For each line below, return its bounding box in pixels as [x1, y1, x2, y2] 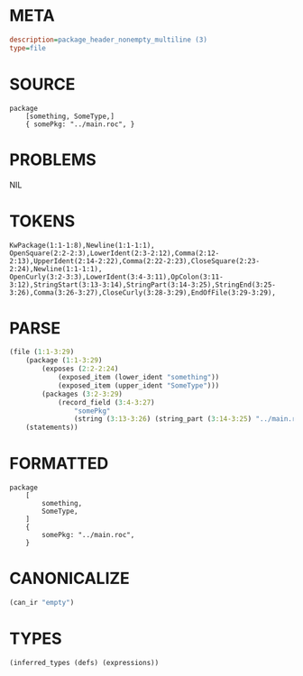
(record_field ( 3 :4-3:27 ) [57, 397, 155, 407]
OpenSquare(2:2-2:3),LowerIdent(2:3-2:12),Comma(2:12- [9, 249, 220, 258]
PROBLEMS [9, 150, 96, 169]
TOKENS [9, 211, 76, 231]
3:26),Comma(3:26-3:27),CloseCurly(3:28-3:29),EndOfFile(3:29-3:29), [9, 288, 277, 297]
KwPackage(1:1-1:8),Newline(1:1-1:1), [9, 241, 155, 250]
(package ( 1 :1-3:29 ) [25, 356, 103, 365]
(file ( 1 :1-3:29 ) [9, 348, 75, 357]
